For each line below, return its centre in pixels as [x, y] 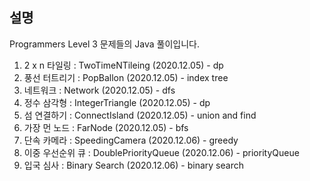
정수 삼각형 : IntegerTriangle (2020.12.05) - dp [117, 102]
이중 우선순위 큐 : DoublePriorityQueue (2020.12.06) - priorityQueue [161, 152]
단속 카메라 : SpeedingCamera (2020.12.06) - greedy [131, 140]
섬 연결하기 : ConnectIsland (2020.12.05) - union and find [140, 115]
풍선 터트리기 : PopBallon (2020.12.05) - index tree [126, 77]
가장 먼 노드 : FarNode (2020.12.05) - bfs [106, 127]
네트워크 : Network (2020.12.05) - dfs [99, 90]
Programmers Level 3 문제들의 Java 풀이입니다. [104, 44]
